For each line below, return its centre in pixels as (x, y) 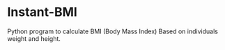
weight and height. (34, 38)
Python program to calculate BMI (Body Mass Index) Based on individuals (113, 31)
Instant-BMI (42, 12)
